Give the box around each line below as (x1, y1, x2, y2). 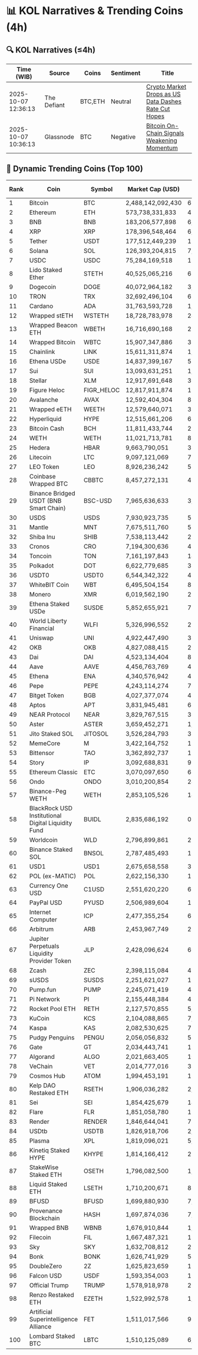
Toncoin (29, 552, 52, 560)
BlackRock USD (29, 804, 72, 812)
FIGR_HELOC (83, 386, 120, 394)
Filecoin (29, 1233, 51, 1241)
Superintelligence (29, 1315, 78, 1323)
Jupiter (29, 934, 49, 943)
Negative (111, 133, 136, 141)
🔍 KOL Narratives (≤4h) (6, 45, 96, 55)
